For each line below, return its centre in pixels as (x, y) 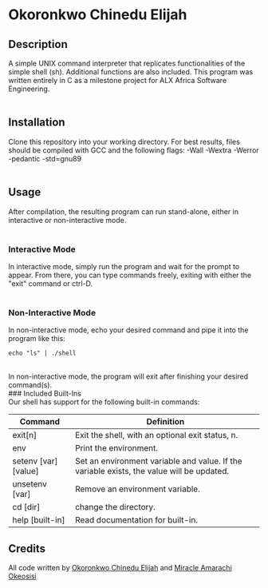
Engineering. (29, 89)
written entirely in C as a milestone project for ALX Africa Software (118, 80)
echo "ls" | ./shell (43, 353)
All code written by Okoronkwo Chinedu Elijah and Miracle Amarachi (120, 568)
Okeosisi (23, 576)
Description (38, 44)
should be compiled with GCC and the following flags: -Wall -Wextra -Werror (134, 150)
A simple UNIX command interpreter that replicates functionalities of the (127, 63)
